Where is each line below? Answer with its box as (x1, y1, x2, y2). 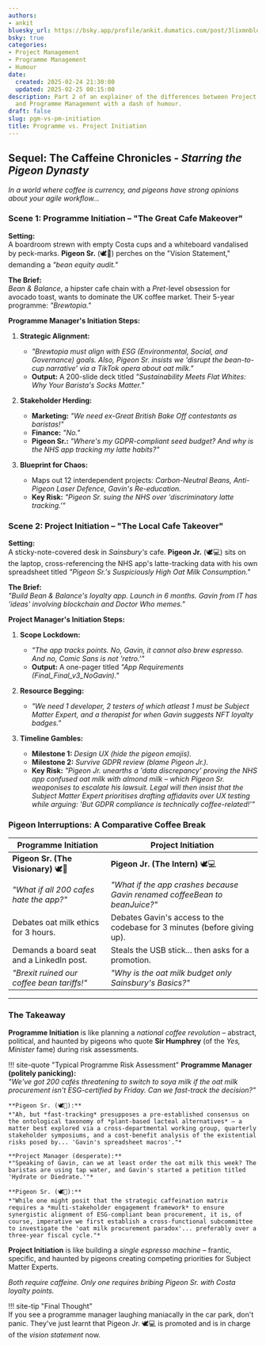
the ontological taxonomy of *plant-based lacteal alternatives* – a (8, 1117, 243, 1126)
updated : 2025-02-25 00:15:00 (15, 85, 115, 94)
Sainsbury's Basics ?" (110, 977, 190, 988)
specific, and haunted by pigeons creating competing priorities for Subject (8, 1253, 251, 1263)
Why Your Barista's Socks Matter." (31, 380, 145, 389)
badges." (31, 718, 62, 728)
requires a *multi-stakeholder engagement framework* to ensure (8, 1203, 225, 1211)
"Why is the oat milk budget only (110, 968, 232, 979)
